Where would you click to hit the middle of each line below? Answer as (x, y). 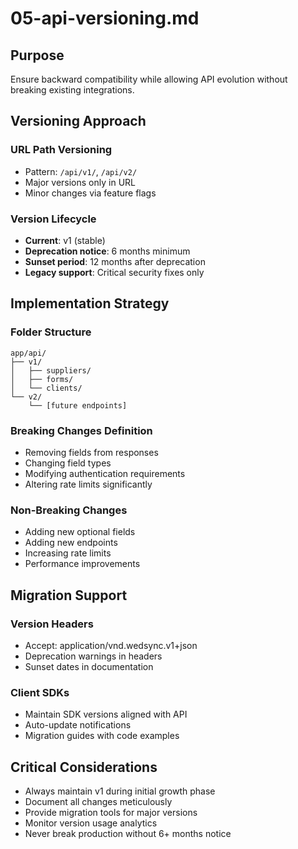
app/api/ (28, 353)
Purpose (37, 55)
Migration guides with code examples (102, 736)
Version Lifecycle (53, 219)
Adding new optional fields (80, 532)
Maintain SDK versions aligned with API (106, 714)
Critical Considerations (84, 767)
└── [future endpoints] (78, 405)
